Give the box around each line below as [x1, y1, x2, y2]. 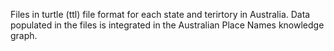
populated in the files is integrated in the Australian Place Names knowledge [10, 19, 325, 31]
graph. [10, 30, 38, 41]
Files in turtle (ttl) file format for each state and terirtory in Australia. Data [10, 9, 311, 20]
